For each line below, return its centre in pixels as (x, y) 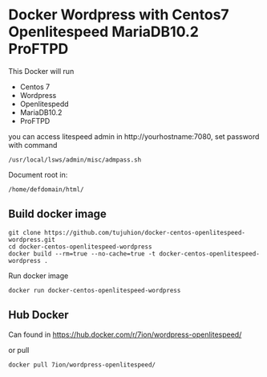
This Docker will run (41, 71)
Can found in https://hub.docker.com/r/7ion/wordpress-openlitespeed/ (125, 334)
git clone (25, 232)
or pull (19, 350)
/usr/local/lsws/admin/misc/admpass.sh (75, 160)
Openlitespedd (44, 104)
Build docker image (57, 214)
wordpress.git (32, 240)
